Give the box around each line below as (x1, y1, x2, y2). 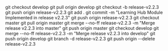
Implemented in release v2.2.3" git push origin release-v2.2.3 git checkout (5, 15, 159, 20)
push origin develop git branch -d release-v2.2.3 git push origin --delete (5, 36, 155, 42)
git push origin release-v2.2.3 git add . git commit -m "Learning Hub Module (5, 9, 163, 15)
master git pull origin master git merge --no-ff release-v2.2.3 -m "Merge (5, 20, 155, 26)
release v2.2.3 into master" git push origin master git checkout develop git (5, 25, 159, 31)
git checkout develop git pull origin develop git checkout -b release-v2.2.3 (5, 4, 159, 10)
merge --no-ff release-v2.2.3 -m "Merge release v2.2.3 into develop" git (5, 31, 155, 36)
